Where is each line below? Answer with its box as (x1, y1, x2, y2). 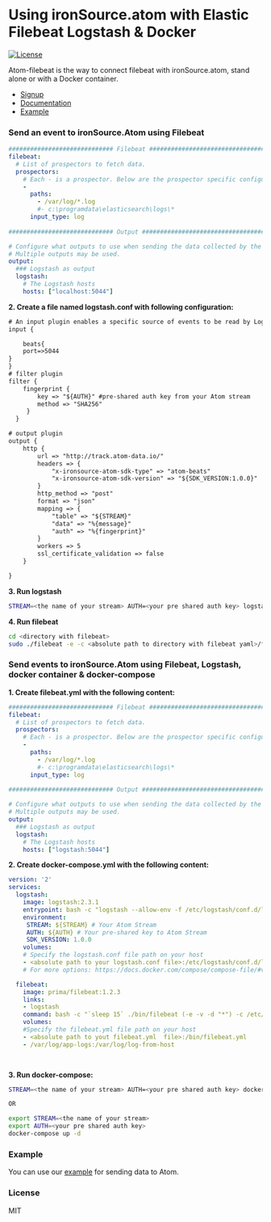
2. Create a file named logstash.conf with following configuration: (8, 301, 234, 312)
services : (8, 883, 42, 891)
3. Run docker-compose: (8, 1069, 94, 1080)
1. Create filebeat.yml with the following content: (8, 687, 175, 697)
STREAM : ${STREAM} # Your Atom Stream (26, 921, 157, 929)
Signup (19, 89, 44, 99)
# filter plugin (8, 370, 63, 378)
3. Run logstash (8, 586, 62, 596)
